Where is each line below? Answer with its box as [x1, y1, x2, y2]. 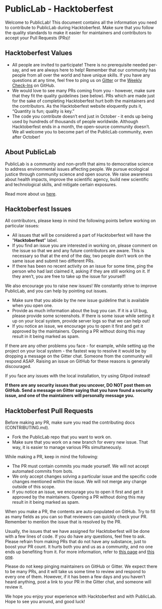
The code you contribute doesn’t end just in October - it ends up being [12, 113, 153, 119]
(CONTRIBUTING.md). [5, 425, 49, 431]
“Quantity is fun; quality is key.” [12, 108, 75, 114]
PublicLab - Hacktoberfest [5, 3, 114, 15]
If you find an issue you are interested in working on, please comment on [12, 242, 158, 248]
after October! [12, 134, 40, 140]
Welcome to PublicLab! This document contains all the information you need [5, 19, 157, 25]
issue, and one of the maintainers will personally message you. [5, 393, 134, 399]
